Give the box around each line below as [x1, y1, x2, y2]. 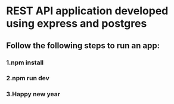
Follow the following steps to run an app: [6, 40, 160, 51]
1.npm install [6, 58, 44, 67]
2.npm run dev [6, 74, 49, 83]
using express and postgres [6, 17, 147, 30]
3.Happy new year [6, 90, 61, 99]
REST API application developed [6, 4, 169, 18]
